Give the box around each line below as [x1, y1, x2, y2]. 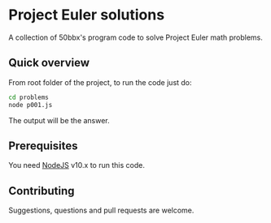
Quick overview [8, 56, 90, 70]
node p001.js [8, 101, 53, 109]
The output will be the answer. [8, 115, 110, 125]
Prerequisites [8, 139, 78, 152]
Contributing [8, 184, 75, 198]
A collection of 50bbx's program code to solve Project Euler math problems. [8, 32, 263, 42]
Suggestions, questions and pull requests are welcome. [8, 205, 195, 216]
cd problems [8, 93, 49, 101]
